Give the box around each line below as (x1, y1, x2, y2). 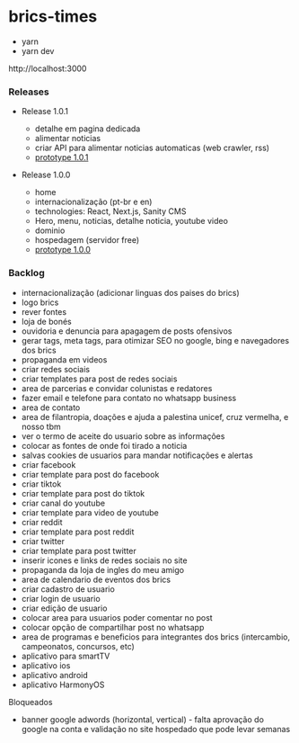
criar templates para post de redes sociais (21, 373, 178, 384)
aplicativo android (21, 669, 89, 680)
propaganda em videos (21, 354, 108, 365)
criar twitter (21, 535, 65, 546)
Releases (8, 85, 50, 98)
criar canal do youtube (21, 497, 105, 508)
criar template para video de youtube (21, 506, 159, 518)
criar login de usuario (21, 593, 101, 604)
